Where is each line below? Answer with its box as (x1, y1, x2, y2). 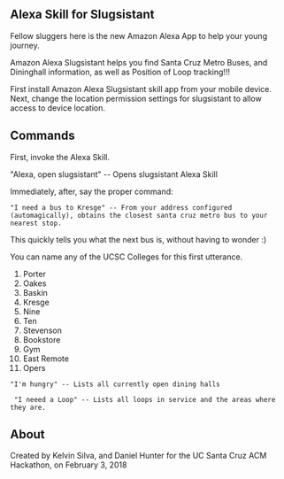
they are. (10, 403, 47, 412)
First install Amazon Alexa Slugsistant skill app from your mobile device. (10, 83, 272, 94)
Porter (22, 268, 47, 279)
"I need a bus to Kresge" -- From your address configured (10, 203, 233, 212)
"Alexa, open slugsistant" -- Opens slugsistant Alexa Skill (10, 168, 218, 180)
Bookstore (22, 334, 61, 344)
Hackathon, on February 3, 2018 (10, 460, 127, 470)
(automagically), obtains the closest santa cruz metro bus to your (10, 211, 268, 220)
